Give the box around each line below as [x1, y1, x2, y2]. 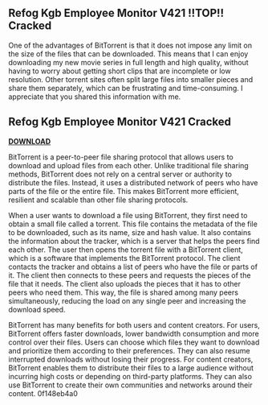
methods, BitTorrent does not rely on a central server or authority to [8, 169, 233, 179]
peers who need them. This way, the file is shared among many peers [8, 287, 239, 297]
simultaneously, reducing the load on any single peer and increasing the [8, 295, 246, 305]
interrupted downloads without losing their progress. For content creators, [8, 354, 254, 364]
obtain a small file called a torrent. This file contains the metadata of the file [8, 219, 258, 229]
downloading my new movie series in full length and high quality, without [8, 57, 249, 67]
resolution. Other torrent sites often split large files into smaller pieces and [8, 74, 254, 84]
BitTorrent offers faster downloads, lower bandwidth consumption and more [8, 329, 259, 338]
